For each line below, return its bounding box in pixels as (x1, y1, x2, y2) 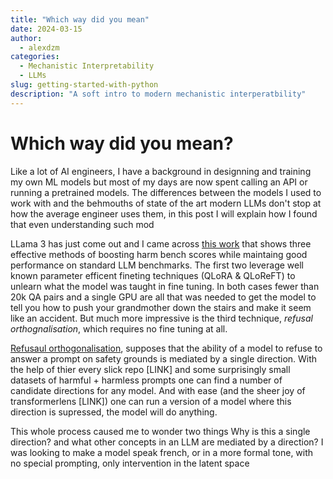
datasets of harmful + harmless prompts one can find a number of (10, 374, 283, 386)
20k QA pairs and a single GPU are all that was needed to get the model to (10, 291, 317, 303)
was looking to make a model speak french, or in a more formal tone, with (10, 446, 314, 458)
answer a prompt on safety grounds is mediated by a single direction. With (10, 352, 318, 365)
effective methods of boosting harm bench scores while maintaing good (10, 248, 308, 260)
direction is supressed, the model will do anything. (10, 406, 218, 418)
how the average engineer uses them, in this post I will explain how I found (10, 207, 318, 220)
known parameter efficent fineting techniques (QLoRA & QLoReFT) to (10, 269, 296, 281)
